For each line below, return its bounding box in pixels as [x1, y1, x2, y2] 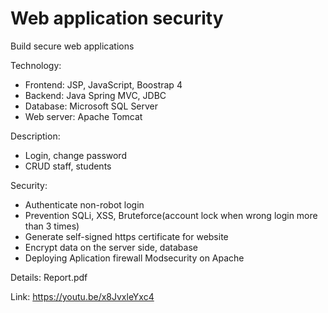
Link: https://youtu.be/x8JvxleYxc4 [10, 290, 155, 302]
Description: [10, 130, 61, 142]
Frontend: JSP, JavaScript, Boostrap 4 [24, 78, 183, 91]
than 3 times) [24, 220, 80, 232]
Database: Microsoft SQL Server [24, 100, 159, 112]
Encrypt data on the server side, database [24, 241, 198, 253]
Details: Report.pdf [10, 271, 88, 283]
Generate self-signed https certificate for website [24, 230, 229, 242]
